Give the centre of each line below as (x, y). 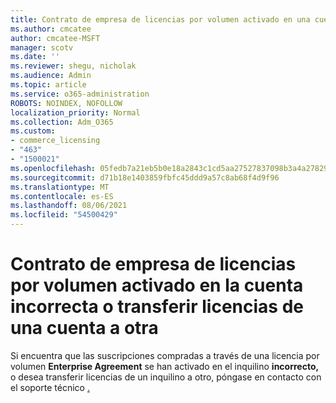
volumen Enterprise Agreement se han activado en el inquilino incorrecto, (165, 366)
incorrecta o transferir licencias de (157, 307)
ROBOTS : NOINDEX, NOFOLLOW (66, 103)
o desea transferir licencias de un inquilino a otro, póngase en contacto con (166, 377)
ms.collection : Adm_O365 (62, 122)
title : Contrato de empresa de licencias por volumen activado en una (160, 19)
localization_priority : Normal (75, 112)
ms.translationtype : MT (60, 187)
